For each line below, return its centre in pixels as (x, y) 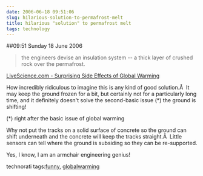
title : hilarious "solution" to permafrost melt (69, 23)
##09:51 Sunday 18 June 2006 (45, 46)
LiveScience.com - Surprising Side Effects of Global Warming (83, 76)
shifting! (16, 107)
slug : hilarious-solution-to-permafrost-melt (65, 18)
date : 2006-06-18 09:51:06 (40, 12)
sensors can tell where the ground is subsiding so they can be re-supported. (102, 143)
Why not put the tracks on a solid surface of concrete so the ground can (96, 130)
